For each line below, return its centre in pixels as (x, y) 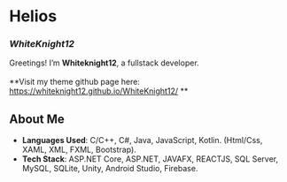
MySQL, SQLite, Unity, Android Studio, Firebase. (110, 169)
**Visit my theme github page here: (74, 82)
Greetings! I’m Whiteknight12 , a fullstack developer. (104, 63)
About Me (37, 119)
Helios (33, 16)
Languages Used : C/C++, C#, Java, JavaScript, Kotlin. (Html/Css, (142, 140)
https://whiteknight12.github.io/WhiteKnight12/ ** (99, 91)
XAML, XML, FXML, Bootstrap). (79, 150)
